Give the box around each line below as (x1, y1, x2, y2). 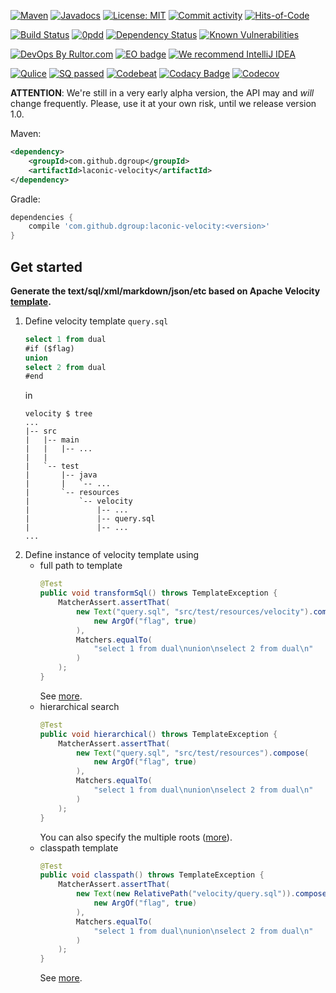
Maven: (10, 128, 42, 139)
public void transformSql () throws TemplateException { (39, 588, 278, 599)
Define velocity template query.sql (24, 315, 169, 327)
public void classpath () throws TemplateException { (39, 870, 265, 880)
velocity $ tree (24, 409, 93, 419)
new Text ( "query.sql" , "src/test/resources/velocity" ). (75, 606, 314, 617)
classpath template (39, 841, 119, 854)
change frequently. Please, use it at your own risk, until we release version (10, 98, 317, 109)
